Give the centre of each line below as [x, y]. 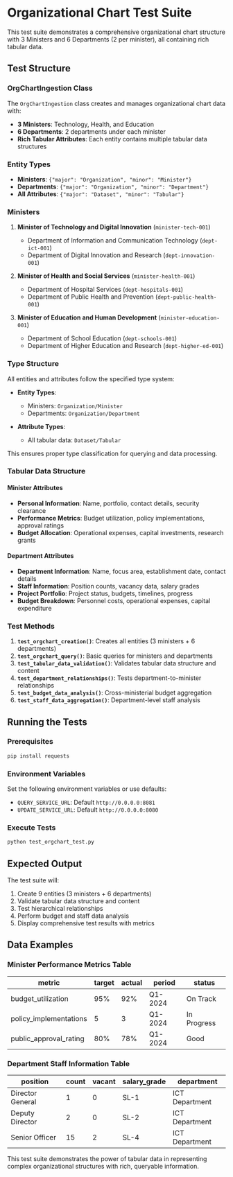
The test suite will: [33, 880]
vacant [104, 1081]
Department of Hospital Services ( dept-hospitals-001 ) [105, 290]
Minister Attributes [35, 488]
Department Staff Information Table [69, 1063]
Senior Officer [34, 1137]
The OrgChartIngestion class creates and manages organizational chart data [116, 103]
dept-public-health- [187, 297]
